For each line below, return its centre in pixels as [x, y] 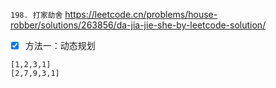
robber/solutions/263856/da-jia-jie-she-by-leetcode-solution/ [138, 25]
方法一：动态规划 [60, 45]
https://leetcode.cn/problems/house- [141, 14]
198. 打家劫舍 [36, 15]
